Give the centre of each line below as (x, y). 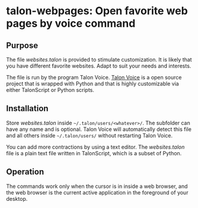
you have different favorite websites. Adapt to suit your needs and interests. (99, 66)
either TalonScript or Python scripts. (50, 90)
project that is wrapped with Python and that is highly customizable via (92, 84)
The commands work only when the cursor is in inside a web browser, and (97, 186)
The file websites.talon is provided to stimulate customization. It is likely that (99, 60)
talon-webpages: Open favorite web (97, 11)
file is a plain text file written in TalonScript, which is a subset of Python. (94, 153)
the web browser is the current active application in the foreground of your (97, 192)
